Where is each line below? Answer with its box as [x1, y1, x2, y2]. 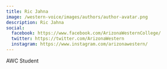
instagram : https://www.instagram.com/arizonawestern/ [11, 42, 148, 47]
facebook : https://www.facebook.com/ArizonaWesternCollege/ [11, 30, 161, 36]
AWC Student [6, 57, 39, 64]
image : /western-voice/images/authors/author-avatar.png [6, 14, 148, 20]
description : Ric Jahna [6, 19, 64, 25]
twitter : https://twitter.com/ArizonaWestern [11, 36, 125, 42]
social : [6, 25, 25, 31]
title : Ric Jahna [6, 8, 49, 15]
